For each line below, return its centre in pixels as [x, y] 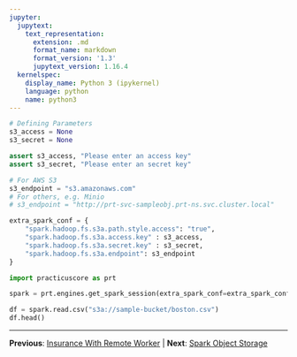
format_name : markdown [74, 50]
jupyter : [25, 17]
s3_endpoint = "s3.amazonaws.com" [73, 188]
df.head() [27, 318]
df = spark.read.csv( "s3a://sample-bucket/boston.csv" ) [114, 310]
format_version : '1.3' [74, 58]
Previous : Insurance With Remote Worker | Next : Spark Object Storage [138, 343]
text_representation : [65, 34]
